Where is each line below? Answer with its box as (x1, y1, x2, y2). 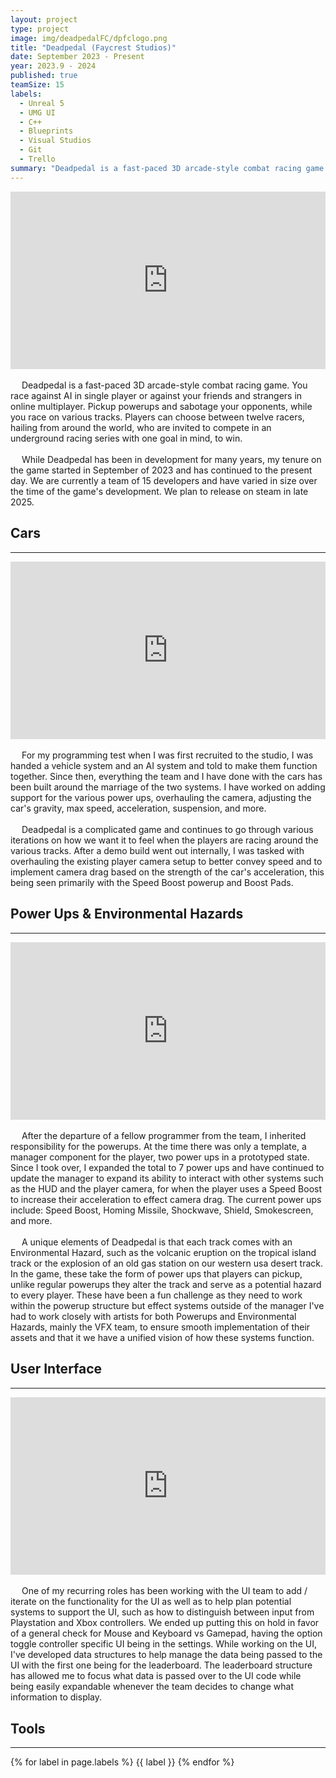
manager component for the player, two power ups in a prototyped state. (10, 1151, 310, 1163)
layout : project (10, 14, 78, 25)
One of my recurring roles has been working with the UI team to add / (21, 1585, 308, 1597)
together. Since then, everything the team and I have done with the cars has (10, 770, 323, 782)
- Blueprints (19, 126, 74, 136)
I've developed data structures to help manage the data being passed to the (10, 1649, 323, 1661)
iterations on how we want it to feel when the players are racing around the (10, 834, 319, 846)
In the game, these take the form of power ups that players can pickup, (10, 1268, 303, 1280)
